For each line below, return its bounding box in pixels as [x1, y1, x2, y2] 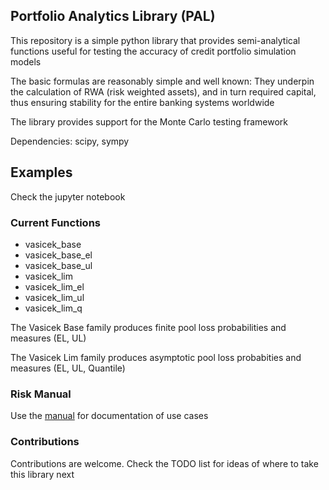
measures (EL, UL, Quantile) [10, 362, 126, 374]
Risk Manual [10, 387, 72, 401]
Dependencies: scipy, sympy [10, 135, 130, 147]
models [10, 55, 42, 68]
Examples [10, 164, 73, 181]
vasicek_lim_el [24, 280, 85, 293]
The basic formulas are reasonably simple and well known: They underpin [10, 75, 315, 87]
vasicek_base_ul [24, 259, 93, 271]
